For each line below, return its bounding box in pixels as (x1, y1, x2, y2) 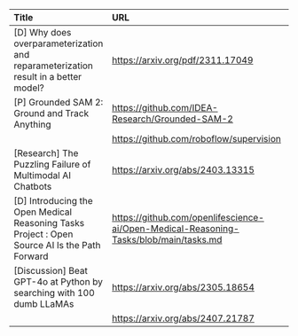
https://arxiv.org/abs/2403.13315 (112, 164, 255, 176)
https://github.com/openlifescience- (112, 212, 264, 223)
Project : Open (13, 228, 74, 240)
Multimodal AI (13, 169, 72, 181)
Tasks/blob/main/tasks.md (112, 234, 223, 246)
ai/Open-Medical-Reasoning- (112, 223, 239, 234)
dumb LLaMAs (13, 298, 74, 309)
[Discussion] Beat (13, 265, 89, 277)
